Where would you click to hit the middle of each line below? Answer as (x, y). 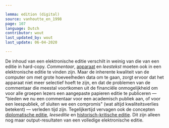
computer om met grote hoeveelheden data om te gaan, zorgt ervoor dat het (84, 77)
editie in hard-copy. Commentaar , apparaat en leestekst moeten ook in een (83, 67)
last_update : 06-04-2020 (31, 43)
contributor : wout (24, 33)
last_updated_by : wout (29, 38)
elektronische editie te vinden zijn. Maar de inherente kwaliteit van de (77, 72)
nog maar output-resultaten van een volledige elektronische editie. (74, 120)
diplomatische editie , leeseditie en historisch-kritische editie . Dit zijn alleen (83, 114)
